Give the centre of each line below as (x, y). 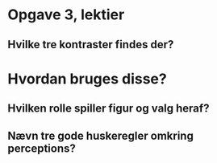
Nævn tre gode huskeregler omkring (101, 135)
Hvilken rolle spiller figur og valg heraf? (108, 109)
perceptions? (42, 148)
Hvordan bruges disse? (87, 79)
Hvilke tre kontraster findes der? (91, 45)
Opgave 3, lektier (66, 15)
